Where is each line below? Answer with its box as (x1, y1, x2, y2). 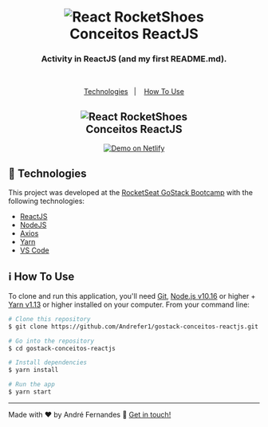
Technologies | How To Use (83, 87, 185, 96)
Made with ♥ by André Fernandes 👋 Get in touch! (8, 409, 171, 419)
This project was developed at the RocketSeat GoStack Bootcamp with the (8, 188, 254, 198)
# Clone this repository (8, 315, 91, 323)
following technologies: (8, 196, 85, 206)
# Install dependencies (8, 358, 88, 366)
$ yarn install (8, 366, 59, 374)
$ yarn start (8, 388, 52, 396)
